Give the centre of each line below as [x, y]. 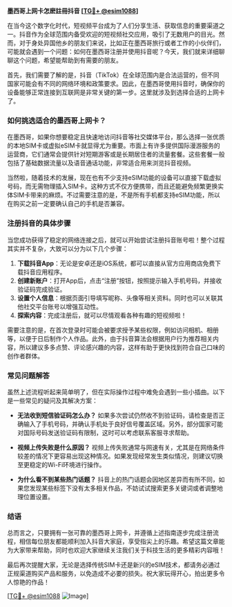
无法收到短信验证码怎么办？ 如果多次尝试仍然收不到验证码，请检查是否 [118, 415]
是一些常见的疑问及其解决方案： [52, 401]
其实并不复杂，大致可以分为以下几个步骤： [68, 248]
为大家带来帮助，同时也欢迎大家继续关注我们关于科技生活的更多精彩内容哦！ [116, 550]
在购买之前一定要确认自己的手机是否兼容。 [68, 204]
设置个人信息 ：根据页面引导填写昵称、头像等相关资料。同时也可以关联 [117, 298]
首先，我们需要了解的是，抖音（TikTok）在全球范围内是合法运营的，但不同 [113, 75]
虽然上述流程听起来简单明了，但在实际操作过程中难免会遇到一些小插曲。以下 [116, 392]
